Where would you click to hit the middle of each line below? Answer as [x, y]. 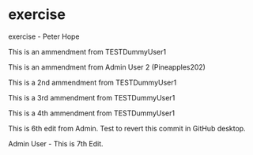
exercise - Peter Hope [44, 36]
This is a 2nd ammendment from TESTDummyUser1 [93, 82]
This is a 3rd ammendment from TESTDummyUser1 [92, 97]
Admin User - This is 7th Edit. [56, 143]
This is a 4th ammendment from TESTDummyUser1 [92, 113]
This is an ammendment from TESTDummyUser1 [87, 51]
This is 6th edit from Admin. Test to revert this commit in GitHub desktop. [127, 128]
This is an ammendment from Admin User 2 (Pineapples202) [107, 67]
